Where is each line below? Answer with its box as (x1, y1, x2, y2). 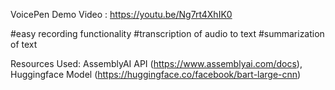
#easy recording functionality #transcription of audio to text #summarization (10, 28, 325, 39)
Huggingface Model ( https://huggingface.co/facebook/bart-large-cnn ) (10, 69, 302, 80)
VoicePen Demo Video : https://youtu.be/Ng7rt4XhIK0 (10, 9, 233, 20)
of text (10, 39, 38, 50)
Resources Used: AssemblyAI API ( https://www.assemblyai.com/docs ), (10, 58, 303, 69)
